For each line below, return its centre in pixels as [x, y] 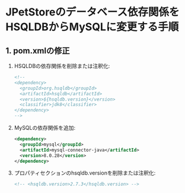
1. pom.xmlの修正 [38, 51]
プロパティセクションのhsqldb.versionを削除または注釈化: [85, 173]
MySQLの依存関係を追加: [45, 128]
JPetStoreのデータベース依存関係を [92, 12]
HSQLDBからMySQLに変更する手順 [92, 27]
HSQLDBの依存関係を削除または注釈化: [62, 66]
